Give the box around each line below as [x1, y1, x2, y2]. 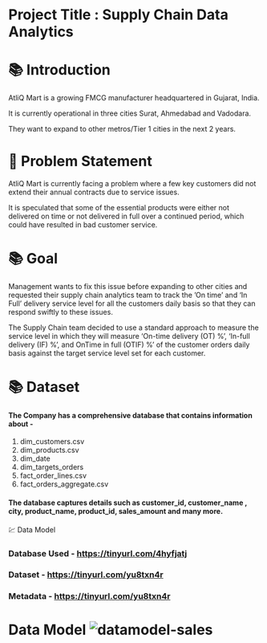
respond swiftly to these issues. [8, 307, 114, 316]
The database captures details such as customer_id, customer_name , [8, 498, 248, 507]
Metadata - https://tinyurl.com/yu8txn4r [8, 591, 171, 602]
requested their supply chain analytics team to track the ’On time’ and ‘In [8, 291, 248, 299]
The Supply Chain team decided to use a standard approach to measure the [8, 323, 259, 332]
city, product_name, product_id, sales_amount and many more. [8, 506, 223, 515]
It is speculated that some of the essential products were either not [8, 203, 230, 213]
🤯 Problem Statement [8, 153, 152, 170]
